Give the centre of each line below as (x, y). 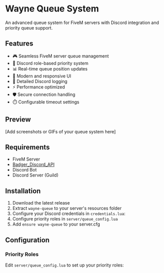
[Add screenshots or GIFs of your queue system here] (61, 131)
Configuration (27, 240)
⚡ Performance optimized (39, 87)
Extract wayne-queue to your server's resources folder (67, 208)
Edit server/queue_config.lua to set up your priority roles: (65, 265)
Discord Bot (24, 170)
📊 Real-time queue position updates (50, 68)
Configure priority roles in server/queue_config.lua (65, 219)
